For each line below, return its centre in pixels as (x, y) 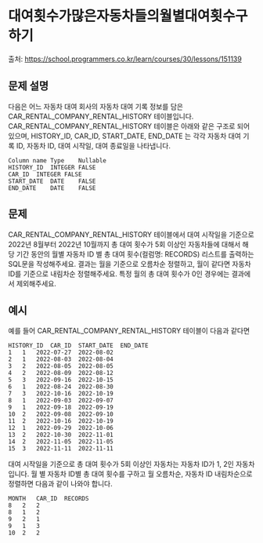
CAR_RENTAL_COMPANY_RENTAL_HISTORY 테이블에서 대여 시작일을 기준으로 (131, 234)
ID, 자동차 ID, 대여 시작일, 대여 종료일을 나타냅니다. (93, 145)
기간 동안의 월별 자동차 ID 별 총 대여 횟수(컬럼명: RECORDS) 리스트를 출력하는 (135, 254)
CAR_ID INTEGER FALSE (45, 174)
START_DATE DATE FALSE (52, 181)
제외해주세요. (36, 283)
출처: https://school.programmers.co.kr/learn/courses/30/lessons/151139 (125, 59)
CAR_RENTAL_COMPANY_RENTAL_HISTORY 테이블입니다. (101, 116)
